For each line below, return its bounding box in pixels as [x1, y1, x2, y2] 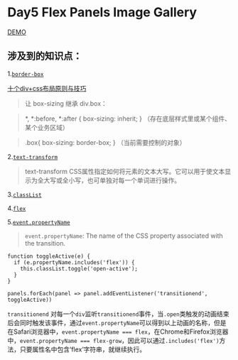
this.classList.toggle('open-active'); [20, 265, 139, 272]
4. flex [7, 204, 26, 212]
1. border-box [7, 69, 44, 78]
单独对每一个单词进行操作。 [99, 175, 181, 185]
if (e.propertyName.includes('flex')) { [13, 258, 135, 266]
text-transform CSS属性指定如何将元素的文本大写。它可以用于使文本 [24, 167, 225, 175]
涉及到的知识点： [7, 50, 82, 62]
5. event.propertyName [7, 217, 70, 226]
